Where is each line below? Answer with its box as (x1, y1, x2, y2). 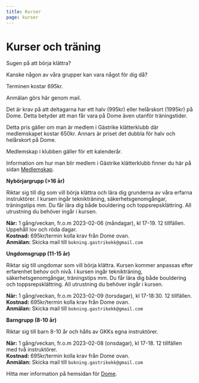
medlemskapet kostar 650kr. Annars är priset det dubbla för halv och (6, 130, 176, 137)
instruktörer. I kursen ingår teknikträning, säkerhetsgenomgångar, (6, 195, 167, 203)
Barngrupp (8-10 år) (6, 317, 57, 324)
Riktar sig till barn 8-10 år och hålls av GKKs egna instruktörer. (6, 328, 158, 335)
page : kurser (6, 14, 39, 20)
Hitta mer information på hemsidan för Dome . (6, 370, 117, 378)
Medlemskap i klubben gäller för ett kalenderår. (6, 148, 122, 155)
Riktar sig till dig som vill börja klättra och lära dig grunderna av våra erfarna (6, 189, 192, 196)
